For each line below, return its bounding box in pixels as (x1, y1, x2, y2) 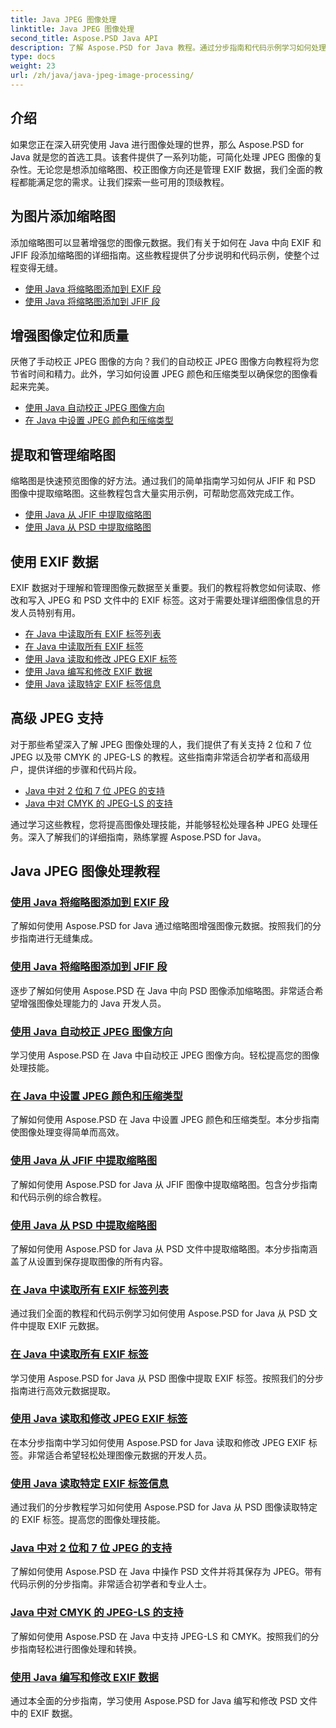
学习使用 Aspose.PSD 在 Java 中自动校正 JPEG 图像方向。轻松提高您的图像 (10, 1049, 320, 1061)
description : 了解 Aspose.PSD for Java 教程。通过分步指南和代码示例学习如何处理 (10, 42, 327, 53)
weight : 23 (10, 61, 56, 71)
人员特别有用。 (18, 606, 81, 618)
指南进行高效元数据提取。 (10, 1384, 116, 1396)
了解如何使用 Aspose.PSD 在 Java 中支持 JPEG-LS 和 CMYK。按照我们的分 (10, 1630, 320, 1642)
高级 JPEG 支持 (10, 710, 104, 727)
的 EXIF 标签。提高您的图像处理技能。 (10, 1514, 166, 1526)
